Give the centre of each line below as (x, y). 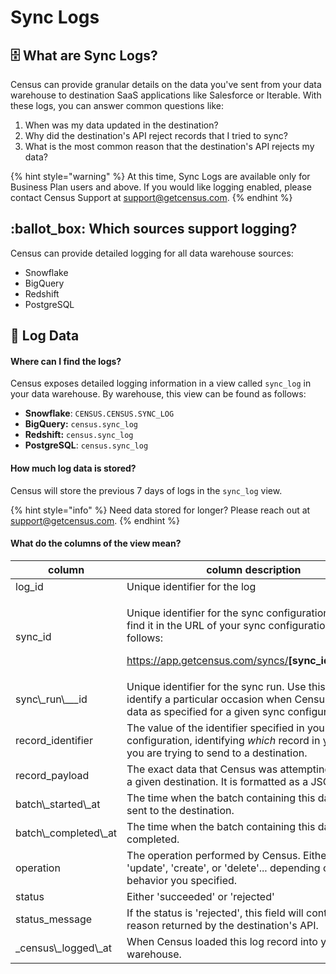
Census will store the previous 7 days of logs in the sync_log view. (146, 490)
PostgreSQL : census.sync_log (86, 445)
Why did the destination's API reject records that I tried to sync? (156, 135)
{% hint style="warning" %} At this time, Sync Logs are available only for (160, 176)
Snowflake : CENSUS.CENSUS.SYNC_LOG (99, 413)
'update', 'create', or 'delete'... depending (223, 868)
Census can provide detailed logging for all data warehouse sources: (152, 253)
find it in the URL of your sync (196, 625)
